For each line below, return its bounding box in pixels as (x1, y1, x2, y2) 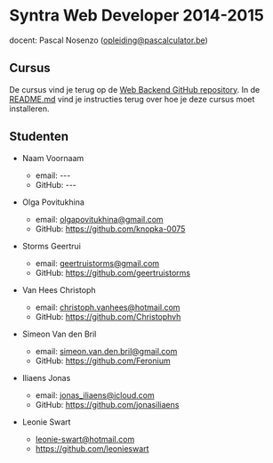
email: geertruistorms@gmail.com (35, 257, 160, 268)
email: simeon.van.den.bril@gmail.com (35, 345, 178, 356)
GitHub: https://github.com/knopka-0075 (35, 223, 186, 234)
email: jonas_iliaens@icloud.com (35, 389, 155, 401)
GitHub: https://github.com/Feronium (35, 355, 171, 366)
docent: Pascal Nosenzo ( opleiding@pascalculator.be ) (9, 35, 209, 45)
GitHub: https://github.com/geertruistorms (35, 267, 191, 278)
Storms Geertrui (21, 240, 82, 251)
